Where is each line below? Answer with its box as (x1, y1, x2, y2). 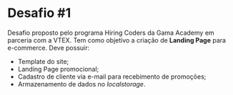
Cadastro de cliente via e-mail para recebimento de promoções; (17, 72, 207, 81)
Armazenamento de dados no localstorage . (17, 79, 146, 88)
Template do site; (17, 57, 69, 65)
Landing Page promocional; (17, 65, 99, 73)
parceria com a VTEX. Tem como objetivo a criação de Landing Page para (7, 35, 227, 44)
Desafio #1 (7, 5, 71, 21)
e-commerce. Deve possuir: (7, 43, 90, 52)
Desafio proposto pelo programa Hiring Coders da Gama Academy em (7, 28, 214, 37)
